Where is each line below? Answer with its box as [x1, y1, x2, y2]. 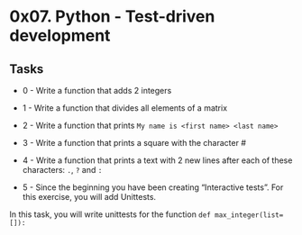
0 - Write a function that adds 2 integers [22, 86, 172, 95]
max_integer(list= [215, 211, 284, 220]
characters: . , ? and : [22, 165, 103, 175]
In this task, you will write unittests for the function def [9, 209, 212, 220]
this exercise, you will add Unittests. [22, 192, 156, 202]
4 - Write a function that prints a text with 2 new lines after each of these [22, 155, 293, 166]
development [9, 25, 111, 46]
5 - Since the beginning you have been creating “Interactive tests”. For [22, 182, 284, 193]
